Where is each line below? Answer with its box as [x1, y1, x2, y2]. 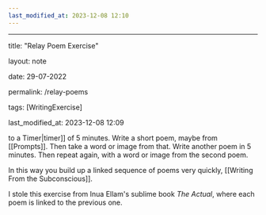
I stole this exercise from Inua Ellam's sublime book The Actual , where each [8, 189, 255, 198]
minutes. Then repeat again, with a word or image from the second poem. [8, 150, 249, 159]
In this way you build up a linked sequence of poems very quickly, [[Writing [8, 165, 253, 175]
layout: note [8, 56, 47, 66]
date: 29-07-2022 [8, 71, 67, 81]
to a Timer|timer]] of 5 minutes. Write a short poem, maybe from [8, 132, 218, 143]
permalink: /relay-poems [8, 86, 89, 96]
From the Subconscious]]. [8, 174, 93, 183]
